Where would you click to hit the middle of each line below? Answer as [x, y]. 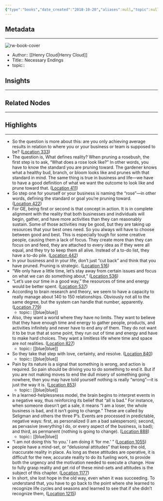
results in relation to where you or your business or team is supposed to [84, 146]
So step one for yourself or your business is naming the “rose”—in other [84, 193]
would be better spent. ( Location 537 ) [50, 286]
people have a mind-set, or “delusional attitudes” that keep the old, [79, 447]
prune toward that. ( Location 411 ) [45, 188]
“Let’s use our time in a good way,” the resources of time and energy [81, 281]
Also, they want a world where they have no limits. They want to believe [84, 317]
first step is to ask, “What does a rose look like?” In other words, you [80, 162]
